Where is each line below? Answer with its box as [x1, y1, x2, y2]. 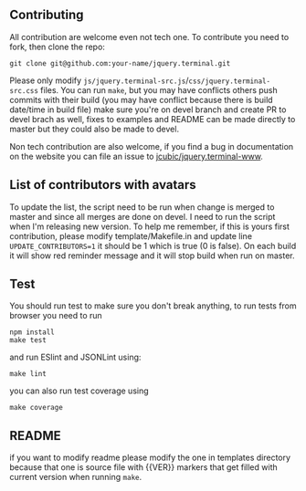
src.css [9, 86, 39, 95]
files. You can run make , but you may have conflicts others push [40, 84, 279, 95]
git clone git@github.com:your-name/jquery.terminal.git [9, 58, 231, 68]
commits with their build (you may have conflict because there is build [9, 94, 273, 105]
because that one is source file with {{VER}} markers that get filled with [9, 462, 278, 473]
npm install [9, 328, 55, 337]
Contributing [9, 7, 84, 23]
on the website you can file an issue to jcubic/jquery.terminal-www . [9, 151, 263, 162]
